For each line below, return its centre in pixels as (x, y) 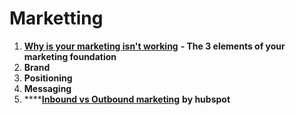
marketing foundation (70, 56)
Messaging (47, 88)
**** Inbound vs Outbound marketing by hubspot (127, 99)
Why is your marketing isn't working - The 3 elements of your (154, 46)
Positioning (48, 78)
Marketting (56, 18)
